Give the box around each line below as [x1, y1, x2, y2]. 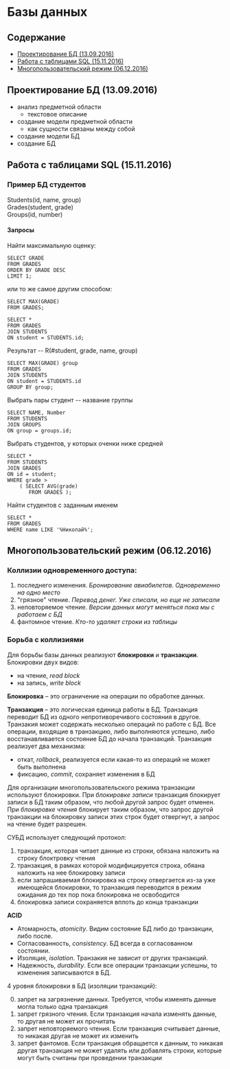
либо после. [16, 931, 53, 940]
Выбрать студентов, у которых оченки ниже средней [7, 439, 163, 448]
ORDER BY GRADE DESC [7, 267, 67, 273]
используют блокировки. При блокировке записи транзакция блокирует [7, 790, 221, 799]
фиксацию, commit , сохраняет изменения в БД [16, 769, 156, 778]
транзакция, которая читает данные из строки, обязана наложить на [16, 847, 220, 855]
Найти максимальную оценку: [7, 241, 96, 249]
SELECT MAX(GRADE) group [7, 360, 78, 366]
